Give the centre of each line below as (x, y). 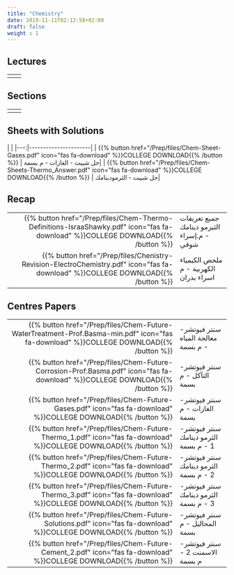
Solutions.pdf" (68, 523)
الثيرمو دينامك (200, 227)
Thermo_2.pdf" (66, 466)
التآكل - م (194, 376)
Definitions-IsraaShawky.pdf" (78, 227)
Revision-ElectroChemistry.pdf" (74, 264)
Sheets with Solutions (56, 131)
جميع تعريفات (200, 218)
